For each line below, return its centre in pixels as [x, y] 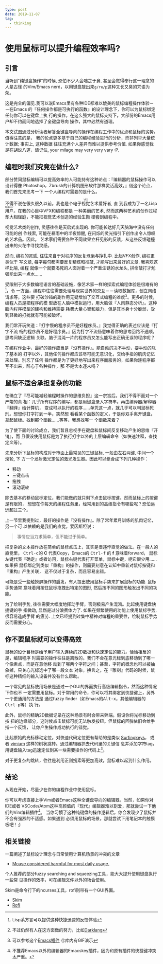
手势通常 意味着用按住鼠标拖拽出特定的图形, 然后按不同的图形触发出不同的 [79, 588]
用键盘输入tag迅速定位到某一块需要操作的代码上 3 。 [56, 750]
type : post [16, 9]
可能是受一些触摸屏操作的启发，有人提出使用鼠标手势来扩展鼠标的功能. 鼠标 [81, 582]
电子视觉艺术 [86, 204]
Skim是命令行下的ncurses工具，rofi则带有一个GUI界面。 [61, 890]
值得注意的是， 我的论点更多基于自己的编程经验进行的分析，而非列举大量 [78, 138]
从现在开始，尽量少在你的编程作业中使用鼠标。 [52, 790]
